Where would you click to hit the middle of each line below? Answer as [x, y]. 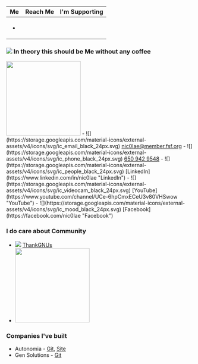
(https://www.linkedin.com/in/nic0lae [51, 178]
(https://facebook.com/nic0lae [44, 216]
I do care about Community [46, 231]
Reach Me [40, 12]
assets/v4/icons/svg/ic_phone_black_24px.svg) [65, 159]
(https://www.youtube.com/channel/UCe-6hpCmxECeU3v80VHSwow [92, 197]
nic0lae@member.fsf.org [152, 146]
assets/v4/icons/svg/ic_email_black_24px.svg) [63, 146]
